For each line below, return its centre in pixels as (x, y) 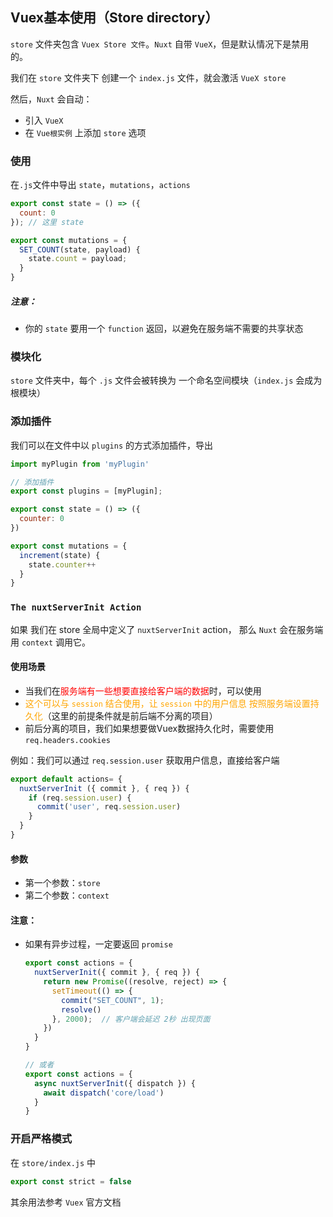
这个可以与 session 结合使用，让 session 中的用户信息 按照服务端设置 (167, 703)
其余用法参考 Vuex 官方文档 (66, 1202)
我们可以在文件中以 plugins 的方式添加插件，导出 (111, 445)
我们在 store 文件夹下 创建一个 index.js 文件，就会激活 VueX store (148, 77)
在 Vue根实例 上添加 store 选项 (85, 132)
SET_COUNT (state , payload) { (80, 249)
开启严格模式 (41, 1139)
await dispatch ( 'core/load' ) (104, 1093)
